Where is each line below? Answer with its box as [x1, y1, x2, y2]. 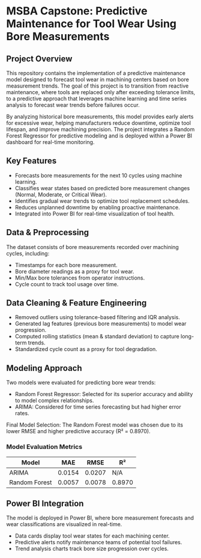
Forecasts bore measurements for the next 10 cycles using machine [14, 172, 182, 179]
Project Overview [6, 53, 73, 64]
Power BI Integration [6, 498, 84, 508]
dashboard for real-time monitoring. [6, 139, 95, 145]
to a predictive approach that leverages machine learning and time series [6, 95, 187, 102]
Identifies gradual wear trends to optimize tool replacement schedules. [14, 197, 190, 205]
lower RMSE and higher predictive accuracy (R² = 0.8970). [6, 428, 151, 435]
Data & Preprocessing [6, 227, 89, 238]
